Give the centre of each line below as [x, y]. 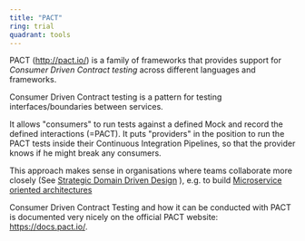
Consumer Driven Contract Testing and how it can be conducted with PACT [151, 207]
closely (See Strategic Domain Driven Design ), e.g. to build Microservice [146, 180]
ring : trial [32, 26]
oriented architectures [51, 190]
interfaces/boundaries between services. [86, 107]
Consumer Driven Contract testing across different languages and [133, 70]
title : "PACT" [36, 18]
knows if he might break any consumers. [85, 153]
